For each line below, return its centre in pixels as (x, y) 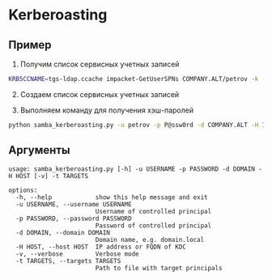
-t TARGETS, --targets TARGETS (68, 261)
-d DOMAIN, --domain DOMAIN (63, 232)
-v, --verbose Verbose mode (77, 254)
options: (23, 190)
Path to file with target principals (159, 268)
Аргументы (39, 150)
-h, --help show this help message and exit (112, 197)
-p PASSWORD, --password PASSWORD (74, 218)
